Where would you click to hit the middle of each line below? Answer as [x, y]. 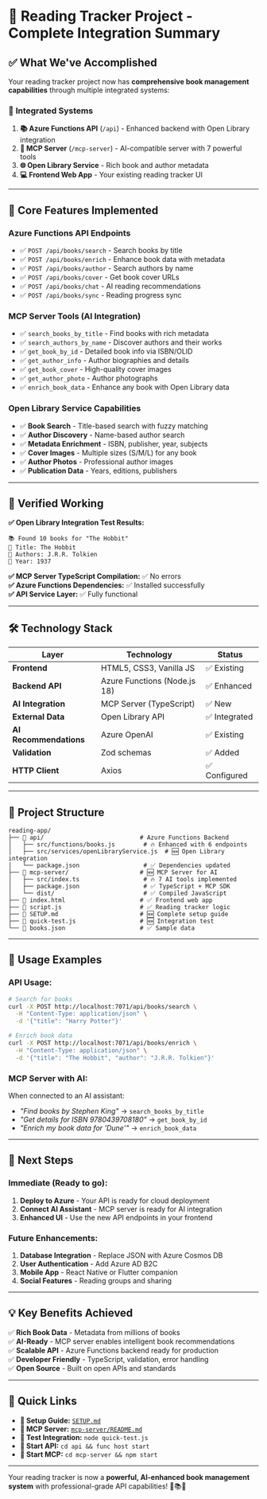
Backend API [37, 686]
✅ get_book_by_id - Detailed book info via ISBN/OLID [106, 351]
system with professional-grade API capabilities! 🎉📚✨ [97, 1486]
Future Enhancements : [53, 1238]
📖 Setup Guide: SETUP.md [60, 1420]
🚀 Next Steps [41, 1160]
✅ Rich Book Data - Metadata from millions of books [94, 1332]
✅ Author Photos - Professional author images [96, 462]
